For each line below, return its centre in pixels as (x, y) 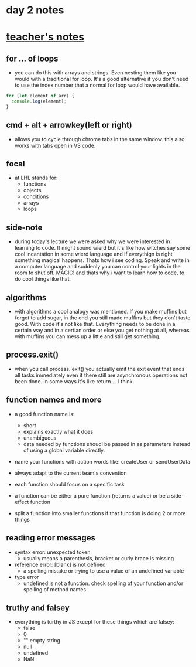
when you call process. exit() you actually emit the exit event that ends (99, 369)
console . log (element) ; (39, 101)
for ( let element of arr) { (40, 96)
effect (22, 502)
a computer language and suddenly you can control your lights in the (97, 267)
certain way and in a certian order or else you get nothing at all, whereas (102, 330)
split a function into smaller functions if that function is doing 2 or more (100, 513)
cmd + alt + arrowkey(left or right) (69, 125)
